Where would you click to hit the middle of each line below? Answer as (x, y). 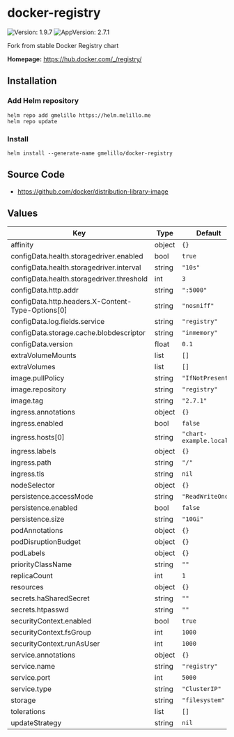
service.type (31, 689)
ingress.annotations (43, 412)
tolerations (28, 711)
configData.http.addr (45, 290)
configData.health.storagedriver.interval (76, 267)
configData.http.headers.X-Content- (71, 301)
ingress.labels (33, 451)
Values (23, 214)
